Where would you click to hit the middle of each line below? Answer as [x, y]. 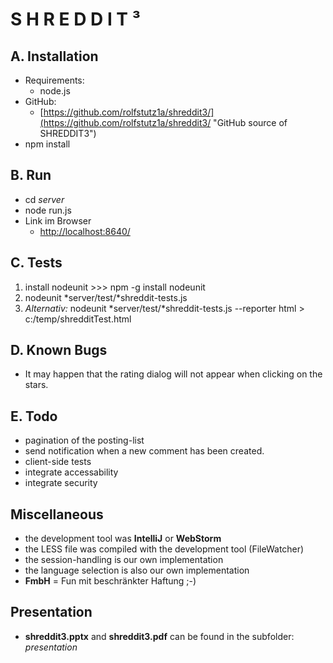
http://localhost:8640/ [85, 231]
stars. [36, 385]
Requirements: [54, 80]
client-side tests [58, 462]
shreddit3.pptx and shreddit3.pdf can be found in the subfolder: [159, 636]
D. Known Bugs [59, 350]
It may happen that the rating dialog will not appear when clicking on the [173, 374]
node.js [55, 91]
